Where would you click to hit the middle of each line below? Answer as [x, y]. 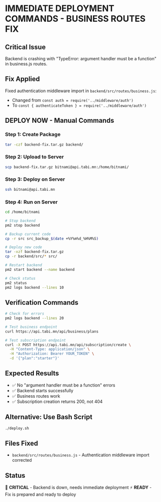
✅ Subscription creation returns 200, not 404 [57, 402]
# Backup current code [28, 234]
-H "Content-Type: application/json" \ [50, 349]
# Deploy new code [24, 247]
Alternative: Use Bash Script [49, 417]
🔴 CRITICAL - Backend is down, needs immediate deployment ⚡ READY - [78, 487]
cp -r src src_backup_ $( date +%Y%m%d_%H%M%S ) [52, 238]
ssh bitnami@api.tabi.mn [30, 189]
